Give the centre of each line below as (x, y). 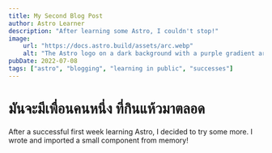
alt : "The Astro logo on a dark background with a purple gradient (139, 53)
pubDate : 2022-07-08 (43, 62)
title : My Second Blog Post (56, 16)
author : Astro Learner (47, 23)
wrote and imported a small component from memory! (98, 140)
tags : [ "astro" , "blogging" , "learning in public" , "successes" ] (121, 69)
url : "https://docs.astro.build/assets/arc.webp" (108, 46)
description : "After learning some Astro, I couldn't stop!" (114, 31)
